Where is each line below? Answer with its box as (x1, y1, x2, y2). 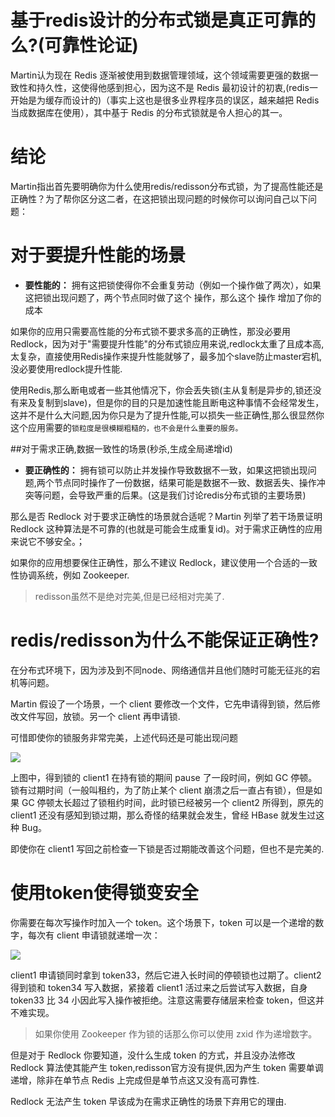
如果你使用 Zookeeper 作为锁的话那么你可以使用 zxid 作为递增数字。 (34, 1027, 318, 1040)
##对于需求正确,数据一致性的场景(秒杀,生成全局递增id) (10, 442, 233, 455)
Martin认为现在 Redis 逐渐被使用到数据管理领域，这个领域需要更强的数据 (10, 69, 310, 81)
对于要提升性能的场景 (10, 244, 187, 267)
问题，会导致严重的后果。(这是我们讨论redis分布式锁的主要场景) (42, 489, 307, 501)
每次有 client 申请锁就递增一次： (27, 929, 161, 941)
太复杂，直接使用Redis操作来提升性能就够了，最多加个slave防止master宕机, (10, 350, 322, 362)
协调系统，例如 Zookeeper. (18, 569, 130, 581)
